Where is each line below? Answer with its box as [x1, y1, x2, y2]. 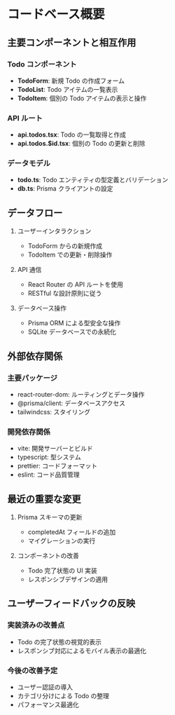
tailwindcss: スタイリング [17, 407, 91, 416]
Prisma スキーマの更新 [17, 513, 83, 522]
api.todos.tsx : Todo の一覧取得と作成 [17, 130, 126, 139]
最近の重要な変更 [7, 493, 81, 505]
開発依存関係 [7, 427, 51, 437]
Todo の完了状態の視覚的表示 [17, 637, 102, 646]
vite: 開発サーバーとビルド [17, 444, 93, 453]
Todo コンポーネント [7, 59, 77, 69]
